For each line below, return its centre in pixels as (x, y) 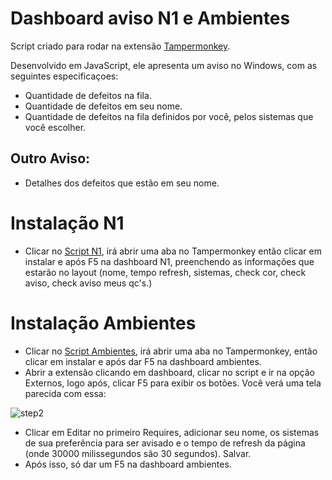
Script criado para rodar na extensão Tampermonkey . (120, 46)
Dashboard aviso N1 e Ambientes (150, 18)
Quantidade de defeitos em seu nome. (103, 106)
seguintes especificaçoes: (64, 76)
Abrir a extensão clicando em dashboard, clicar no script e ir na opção (170, 372)
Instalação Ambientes (103, 323)
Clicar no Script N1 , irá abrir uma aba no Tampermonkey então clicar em (173, 251)
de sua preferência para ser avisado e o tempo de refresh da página (165, 443)
